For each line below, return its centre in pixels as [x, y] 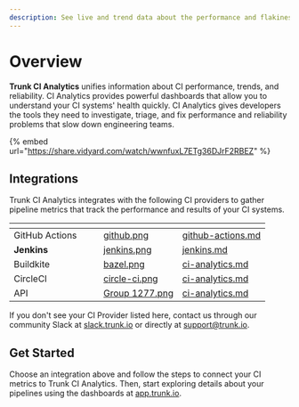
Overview [46, 61]
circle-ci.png [131, 279]
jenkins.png [128, 250]
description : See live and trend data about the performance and [133, 17]
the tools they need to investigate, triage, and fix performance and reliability [148, 114]
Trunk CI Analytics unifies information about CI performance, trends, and [144, 86]
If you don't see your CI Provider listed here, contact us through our [133, 315]
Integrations [44, 179]
